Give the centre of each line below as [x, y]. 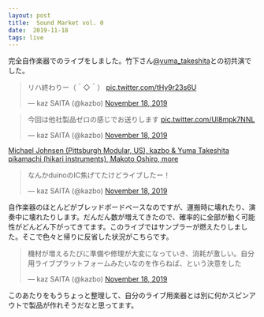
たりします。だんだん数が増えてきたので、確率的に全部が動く [142, 217]
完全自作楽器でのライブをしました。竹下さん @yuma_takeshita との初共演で [130, 61]
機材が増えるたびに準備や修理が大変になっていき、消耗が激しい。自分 [141, 254]
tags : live [26, 37]
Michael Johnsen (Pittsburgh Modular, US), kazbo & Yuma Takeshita [119, 151]
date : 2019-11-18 [38, 30]
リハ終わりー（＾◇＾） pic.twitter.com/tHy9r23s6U [112, 88]
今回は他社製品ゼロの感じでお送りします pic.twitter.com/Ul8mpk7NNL [141, 120]
